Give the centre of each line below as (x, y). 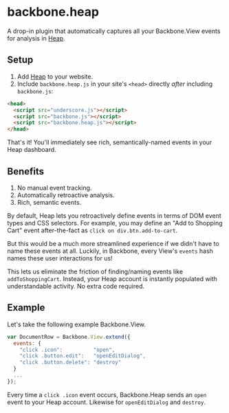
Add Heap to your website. (55, 76)
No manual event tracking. (54, 188)
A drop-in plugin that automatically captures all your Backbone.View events (114, 31)
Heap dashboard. (32, 150)
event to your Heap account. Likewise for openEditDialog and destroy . (107, 402)
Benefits (26, 171)
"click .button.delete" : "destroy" (70, 362)
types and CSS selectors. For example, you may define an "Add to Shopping (115, 223)
